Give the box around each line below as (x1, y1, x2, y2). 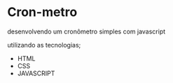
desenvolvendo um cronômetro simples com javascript (7, 27, 166, 36)
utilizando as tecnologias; (7, 40, 81, 49)
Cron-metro (7, 4, 78, 20)
